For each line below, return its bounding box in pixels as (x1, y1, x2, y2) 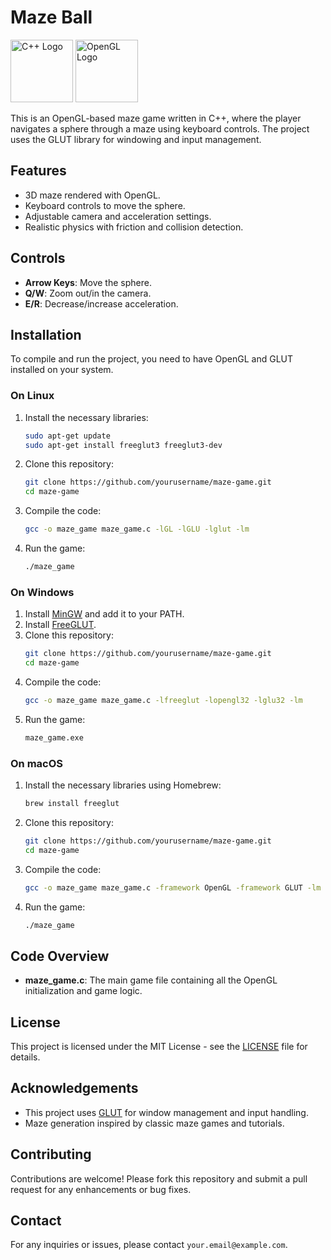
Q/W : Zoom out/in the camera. (24, 287, 152, 299)
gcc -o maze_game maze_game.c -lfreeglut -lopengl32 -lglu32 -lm (24, 695, 303, 705)
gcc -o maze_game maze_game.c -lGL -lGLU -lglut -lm (24, 524, 250, 535)
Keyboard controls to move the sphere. (24, 199, 186, 211)
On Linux (10, 389, 55, 403)
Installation (10, 326, 82, 343)
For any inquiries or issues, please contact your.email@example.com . (10, 1239, 288, 1251)
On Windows (10, 585, 75, 599)
